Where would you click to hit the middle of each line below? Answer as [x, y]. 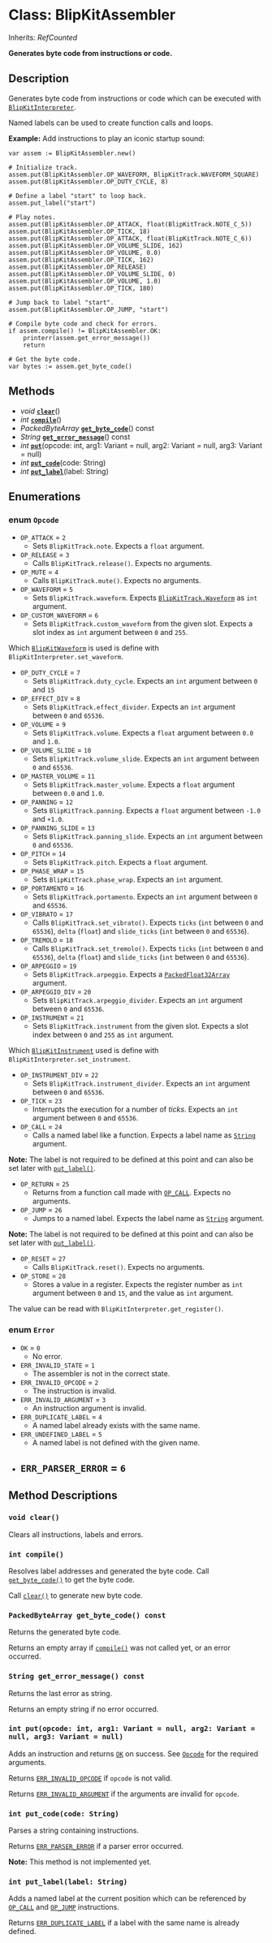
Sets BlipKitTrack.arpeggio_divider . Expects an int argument [138, 1000]
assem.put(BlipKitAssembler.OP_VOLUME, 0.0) [85, 253]
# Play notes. [32, 217]
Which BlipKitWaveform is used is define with [84, 648]
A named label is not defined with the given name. [116, 1442]
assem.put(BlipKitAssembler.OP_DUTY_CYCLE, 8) [89, 181]
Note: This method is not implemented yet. [80, 1862]
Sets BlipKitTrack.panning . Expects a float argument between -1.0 [147, 810]
